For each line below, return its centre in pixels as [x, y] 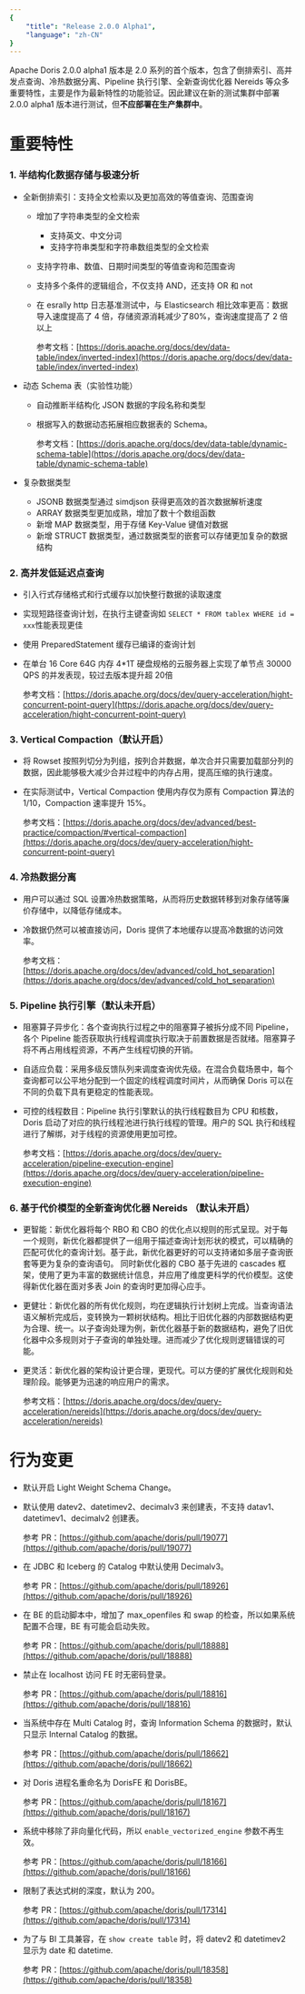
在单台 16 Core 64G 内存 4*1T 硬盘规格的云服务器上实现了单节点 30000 [157, 664]
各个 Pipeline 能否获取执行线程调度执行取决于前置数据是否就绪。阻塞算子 [159, 1038]
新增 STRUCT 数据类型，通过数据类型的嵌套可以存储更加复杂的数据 [162, 535]
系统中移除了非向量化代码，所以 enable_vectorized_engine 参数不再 [149, 1831]
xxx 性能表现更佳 [53, 625]
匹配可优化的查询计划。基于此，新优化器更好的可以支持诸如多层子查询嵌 [157, 1253]
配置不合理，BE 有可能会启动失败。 [89, 1626]
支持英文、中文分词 [86, 235]
